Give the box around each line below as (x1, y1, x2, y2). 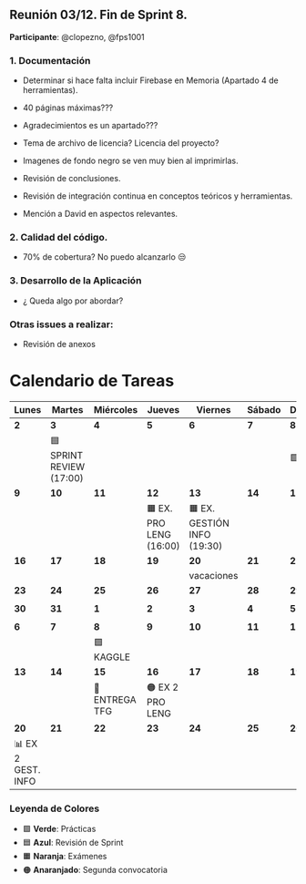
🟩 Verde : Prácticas (22, 824, 97, 835)
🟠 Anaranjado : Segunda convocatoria (22, 865, 168, 876)
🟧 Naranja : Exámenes (22, 851, 107, 862)
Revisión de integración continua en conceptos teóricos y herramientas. (22, 190, 293, 201)
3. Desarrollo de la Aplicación (9, 274, 142, 287)
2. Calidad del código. (9, 231, 108, 244)
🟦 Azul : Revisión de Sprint (22, 838, 124, 848)
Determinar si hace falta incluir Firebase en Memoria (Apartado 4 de (22, 75, 280, 86)
